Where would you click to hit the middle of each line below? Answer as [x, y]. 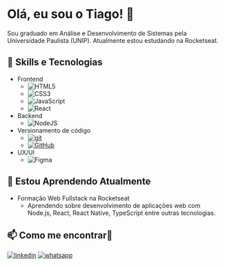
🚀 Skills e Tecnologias [55, 63]
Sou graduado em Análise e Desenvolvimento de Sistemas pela [97, 33]
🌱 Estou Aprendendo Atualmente [79, 181]
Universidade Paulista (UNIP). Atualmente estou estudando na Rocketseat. [113, 40]
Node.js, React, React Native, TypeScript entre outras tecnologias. [121, 213]
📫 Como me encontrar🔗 [60, 235]
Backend [30, 115]
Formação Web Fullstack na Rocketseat [73, 198]
